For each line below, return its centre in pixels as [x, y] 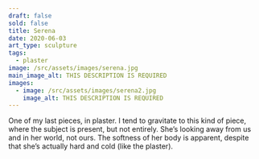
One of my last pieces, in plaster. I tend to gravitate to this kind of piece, [127, 120]
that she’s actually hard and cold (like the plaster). [91, 146]
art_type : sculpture [43, 46]
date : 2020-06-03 [37, 38]
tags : [17, 53]
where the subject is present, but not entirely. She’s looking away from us [130, 129]
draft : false [30, 16]
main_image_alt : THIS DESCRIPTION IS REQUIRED [88, 75]
